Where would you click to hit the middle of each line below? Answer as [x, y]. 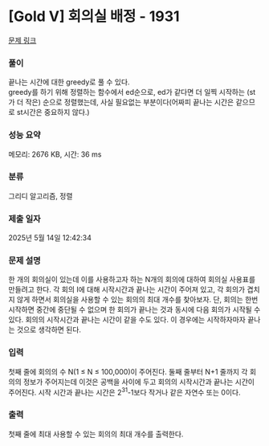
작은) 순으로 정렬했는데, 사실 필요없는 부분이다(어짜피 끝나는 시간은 [130, 102]
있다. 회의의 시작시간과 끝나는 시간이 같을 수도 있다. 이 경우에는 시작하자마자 [127, 320]
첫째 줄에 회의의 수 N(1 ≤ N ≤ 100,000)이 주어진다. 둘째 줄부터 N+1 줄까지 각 [128, 371]
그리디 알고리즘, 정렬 [41, 196]
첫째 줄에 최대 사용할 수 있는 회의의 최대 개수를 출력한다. [96, 434]
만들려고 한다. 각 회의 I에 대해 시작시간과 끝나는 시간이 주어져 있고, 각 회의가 [127, 289]
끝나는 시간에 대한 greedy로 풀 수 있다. [69, 82]
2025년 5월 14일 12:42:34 [50, 238]
